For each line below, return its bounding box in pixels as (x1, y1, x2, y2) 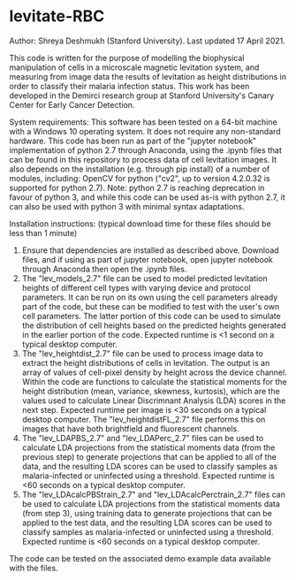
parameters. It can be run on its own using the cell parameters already (21, 292, 278, 302)
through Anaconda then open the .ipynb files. (21, 263, 187, 274)
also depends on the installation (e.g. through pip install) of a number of (9, 164, 270, 174)
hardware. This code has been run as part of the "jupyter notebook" (9, 135, 257, 146)
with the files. (9, 562, 59, 573)
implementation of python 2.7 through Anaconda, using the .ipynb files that (9, 144, 283, 156)
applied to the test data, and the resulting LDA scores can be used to (21, 517, 272, 528)
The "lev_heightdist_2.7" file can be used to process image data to (21, 347, 263, 359)
